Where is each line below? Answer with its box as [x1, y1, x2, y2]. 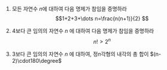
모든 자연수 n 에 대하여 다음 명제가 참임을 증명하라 [11, 5, 127, 12]
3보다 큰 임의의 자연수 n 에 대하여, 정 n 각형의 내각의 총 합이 [11, 50, 149, 57]
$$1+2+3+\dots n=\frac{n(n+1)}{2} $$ [55, 15, 149, 22]
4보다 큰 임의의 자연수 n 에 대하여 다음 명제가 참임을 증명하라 [11, 28, 154, 34]
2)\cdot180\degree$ [11, 57, 62, 64]
